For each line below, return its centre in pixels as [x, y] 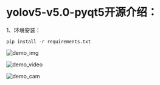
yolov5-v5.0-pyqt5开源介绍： [82, 12]
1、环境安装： [23, 30]
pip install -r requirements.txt [49, 42]
